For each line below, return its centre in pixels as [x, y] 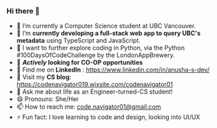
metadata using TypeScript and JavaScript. [78, 41]
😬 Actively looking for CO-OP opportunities [80, 63]
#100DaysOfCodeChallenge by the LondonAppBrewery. [95, 55]
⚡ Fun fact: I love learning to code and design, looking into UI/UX [108, 117]
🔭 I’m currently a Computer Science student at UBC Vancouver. [106, 26]
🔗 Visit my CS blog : [44, 77]
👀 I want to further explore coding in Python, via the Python [101, 48]
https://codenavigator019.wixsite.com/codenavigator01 [95, 85]
